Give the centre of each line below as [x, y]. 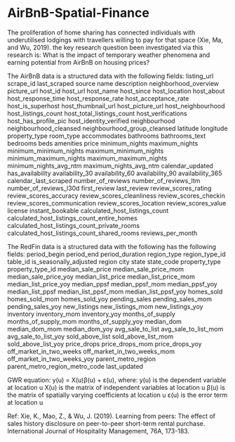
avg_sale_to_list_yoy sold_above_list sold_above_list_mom [90, 336]
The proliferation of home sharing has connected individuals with [101, 32]
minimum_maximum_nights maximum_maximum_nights [87, 158]
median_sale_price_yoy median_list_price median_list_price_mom [101, 277]
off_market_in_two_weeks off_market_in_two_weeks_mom [91, 351]
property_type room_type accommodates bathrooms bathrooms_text [106, 136]
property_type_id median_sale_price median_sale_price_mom [96, 269]
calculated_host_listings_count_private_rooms [74, 225]
